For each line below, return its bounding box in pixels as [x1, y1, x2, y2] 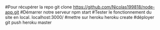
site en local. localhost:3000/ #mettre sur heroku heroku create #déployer [5, 15, 155, 20]
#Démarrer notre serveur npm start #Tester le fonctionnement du [20, 9, 152, 15]
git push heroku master [5, 19, 52, 25]
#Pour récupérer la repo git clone [5, 4, 72, 10]
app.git [5, 9, 20, 15]
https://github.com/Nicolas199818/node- [73, 4, 155, 10]
